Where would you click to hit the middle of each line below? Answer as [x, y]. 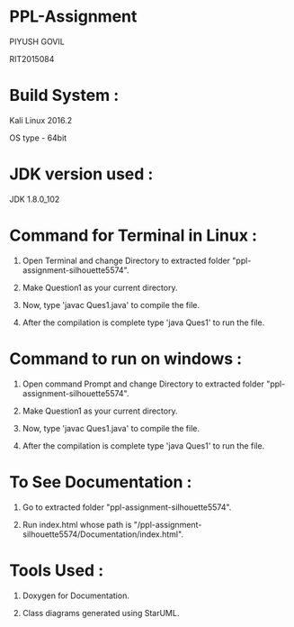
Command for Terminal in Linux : [134, 235]
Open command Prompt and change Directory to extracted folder [143, 384]
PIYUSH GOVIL [37, 41]
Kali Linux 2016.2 [41, 120]
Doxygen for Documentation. [76, 595]
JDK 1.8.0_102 [35, 199]
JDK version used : [81, 174]
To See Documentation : [101, 482]
